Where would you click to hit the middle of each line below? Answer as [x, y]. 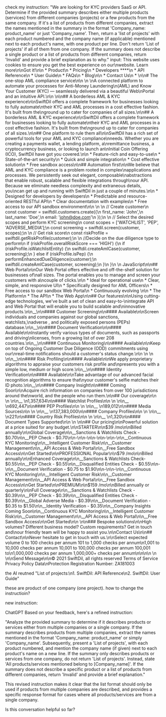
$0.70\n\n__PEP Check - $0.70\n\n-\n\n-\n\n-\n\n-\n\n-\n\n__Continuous [78, 438]
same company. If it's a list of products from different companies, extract [79, 23]
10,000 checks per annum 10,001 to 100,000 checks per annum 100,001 [78, 548]
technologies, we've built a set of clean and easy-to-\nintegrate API [85, 301]
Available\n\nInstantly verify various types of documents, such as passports [82, 333]
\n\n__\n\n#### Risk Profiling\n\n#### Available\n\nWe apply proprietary [79, 359]
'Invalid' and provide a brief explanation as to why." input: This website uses [82, 60]
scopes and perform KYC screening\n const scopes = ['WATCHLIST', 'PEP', [82, 222]
